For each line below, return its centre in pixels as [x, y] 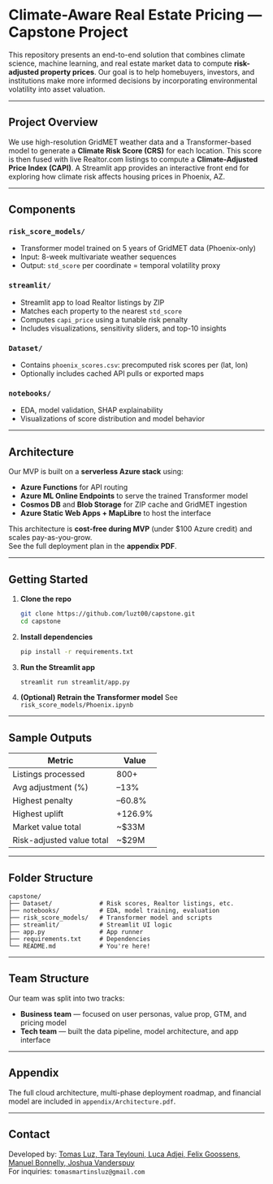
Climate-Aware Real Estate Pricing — [135, 15]
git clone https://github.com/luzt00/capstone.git [108, 614]
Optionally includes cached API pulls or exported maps [112, 374]
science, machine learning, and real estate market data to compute [121, 63]
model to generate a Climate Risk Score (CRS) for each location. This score [135, 150]
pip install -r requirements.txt [77, 651]
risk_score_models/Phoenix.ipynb [77, 705]
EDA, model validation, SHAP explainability [91, 410]
